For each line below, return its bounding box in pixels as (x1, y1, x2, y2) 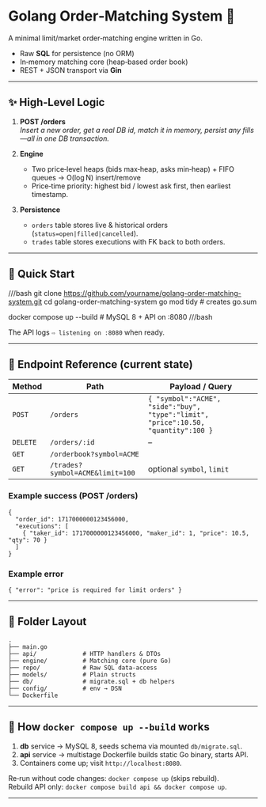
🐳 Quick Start (8, 267, 75, 281)
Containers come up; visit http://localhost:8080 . (19, 758, 182, 767)
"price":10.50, (147, 419, 205, 427)
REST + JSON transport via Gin (19, 65, 122, 74)
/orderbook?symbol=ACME (50, 450, 140, 459)
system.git (8, 297, 43, 306)
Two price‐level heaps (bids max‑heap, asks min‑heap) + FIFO (31, 164, 235, 173)
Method (12, 381, 43, 392)
